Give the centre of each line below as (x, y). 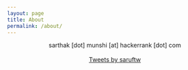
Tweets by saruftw (115, 60)
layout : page (26, 13)
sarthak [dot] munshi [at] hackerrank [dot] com (115, 46)
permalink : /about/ (35, 26)
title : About (26, 20)
